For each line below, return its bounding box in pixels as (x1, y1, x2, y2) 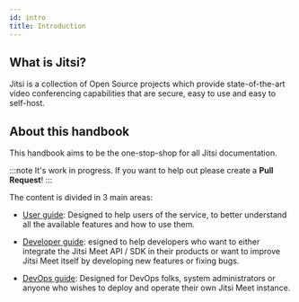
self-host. (9, 98, 45, 109)
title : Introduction (9, 22, 87, 31)
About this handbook (9, 123, 130, 139)
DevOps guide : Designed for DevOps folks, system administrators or (22, 273, 276, 284)
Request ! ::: (9, 174, 53, 185)
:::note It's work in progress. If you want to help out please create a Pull (9, 165, 274, 176)
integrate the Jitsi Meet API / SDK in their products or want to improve (22, 246, 281, 257)
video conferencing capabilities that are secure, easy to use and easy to (9, 88, 277, 99)
